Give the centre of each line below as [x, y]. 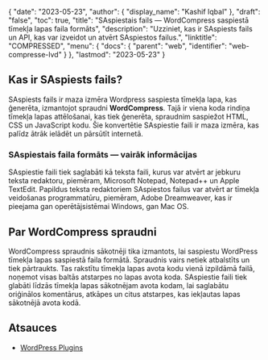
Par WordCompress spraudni [82, 232]
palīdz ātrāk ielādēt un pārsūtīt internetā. [76, 133]
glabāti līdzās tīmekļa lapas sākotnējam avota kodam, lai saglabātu [119, 285]
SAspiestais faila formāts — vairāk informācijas [103, 154]
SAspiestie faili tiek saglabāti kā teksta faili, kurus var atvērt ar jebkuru [125, 172]
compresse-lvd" [35, 54]
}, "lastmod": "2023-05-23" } [117, 54]
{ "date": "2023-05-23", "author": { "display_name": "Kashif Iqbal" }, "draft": [134, 12]
